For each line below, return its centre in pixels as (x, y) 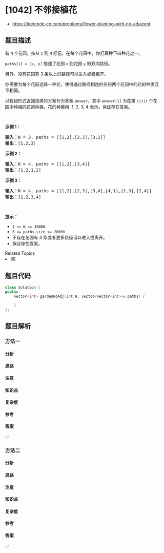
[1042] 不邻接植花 (41, 10)
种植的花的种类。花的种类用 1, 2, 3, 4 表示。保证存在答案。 (73, 107)
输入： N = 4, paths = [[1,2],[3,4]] (48, 164)
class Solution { (23, 287)
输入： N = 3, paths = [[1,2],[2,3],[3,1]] (55, 137)
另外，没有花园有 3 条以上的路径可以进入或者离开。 (57, 74)
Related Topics (20, 253)
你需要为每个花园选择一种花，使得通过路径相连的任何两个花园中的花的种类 (80, 84)
